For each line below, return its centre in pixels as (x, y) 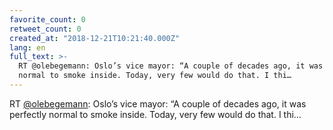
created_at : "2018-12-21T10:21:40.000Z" (95, 38)
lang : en (27, 47)
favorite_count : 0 (47, 19)
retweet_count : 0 (45, 29)
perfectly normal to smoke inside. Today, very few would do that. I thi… (155, 114)
